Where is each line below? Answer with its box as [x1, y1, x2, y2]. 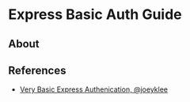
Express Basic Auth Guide [8, 6, 182, 24]
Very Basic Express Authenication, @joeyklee [19, 85, 169, 94]
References [8, 63, 66, 77]
